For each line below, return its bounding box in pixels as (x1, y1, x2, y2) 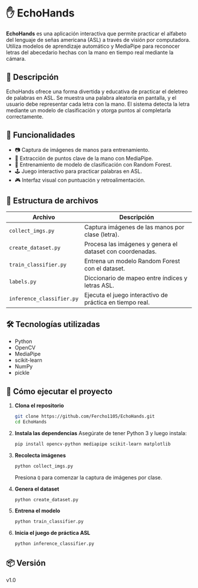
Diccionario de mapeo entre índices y (84, 274, 187, 282)
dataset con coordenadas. (84, 247, 157, 256)
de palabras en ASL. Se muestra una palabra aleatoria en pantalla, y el (6, 94, 177, 101)
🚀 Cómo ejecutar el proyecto (6, 386, 113, 396)
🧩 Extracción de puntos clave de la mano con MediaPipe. (14, 155, 153, 162)
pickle (14, 369, 29, 377)
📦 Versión (6, 558, 46, 568)
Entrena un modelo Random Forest (84, 257, 180, 265)
